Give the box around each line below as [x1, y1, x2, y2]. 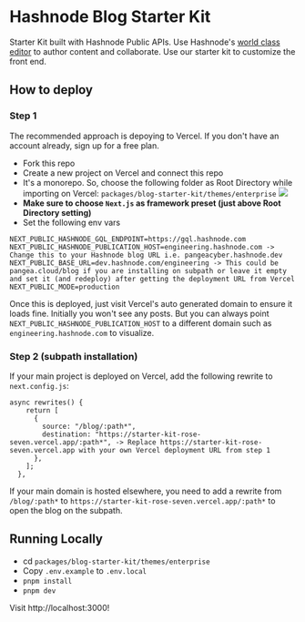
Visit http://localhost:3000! [9, 602, 110, 613]
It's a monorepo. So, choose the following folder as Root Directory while [22, 177, 293, 188]
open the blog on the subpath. [9, 505, 123, 515]
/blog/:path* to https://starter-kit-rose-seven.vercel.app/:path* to [9, 495, 276, 506]
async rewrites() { [9, 398, 84, 407]
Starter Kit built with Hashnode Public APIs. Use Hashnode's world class [9, 36, 280, 47]
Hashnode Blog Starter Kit [9, 6, 211, 27]
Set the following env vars [22, 217, 121, 228]
